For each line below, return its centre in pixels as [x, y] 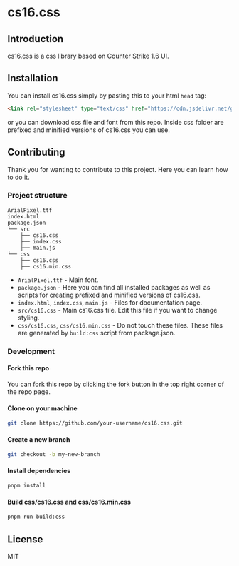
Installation [33, 78]
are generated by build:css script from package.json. [96, 333]
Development [31, 351]
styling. [28, 318]
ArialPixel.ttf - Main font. [58, 280]
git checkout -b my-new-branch [54, 455]
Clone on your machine [42, 408]
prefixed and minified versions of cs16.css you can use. [89, 130]
